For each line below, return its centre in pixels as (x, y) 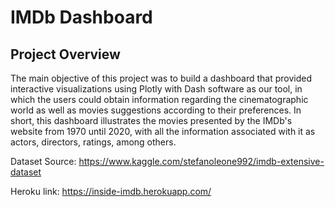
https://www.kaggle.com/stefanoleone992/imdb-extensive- (201, 161)
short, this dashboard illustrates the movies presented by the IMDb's (151, 120)
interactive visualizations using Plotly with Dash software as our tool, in (156, 89)
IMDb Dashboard (81, 17)
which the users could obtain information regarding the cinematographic (159, 99)
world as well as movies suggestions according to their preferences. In (156, 110)
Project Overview (65, 54)
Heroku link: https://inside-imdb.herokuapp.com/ (111, 191)
